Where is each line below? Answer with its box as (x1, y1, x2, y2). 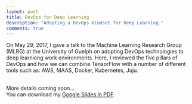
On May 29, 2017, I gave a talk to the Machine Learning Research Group (6, 42, 182, 49)
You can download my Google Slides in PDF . (6, 91, 115, 98)
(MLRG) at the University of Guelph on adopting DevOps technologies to (6, 48, 184, 55)
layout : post (6, 8, 39, 15)
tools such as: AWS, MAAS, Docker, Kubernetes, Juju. (6, 67, 138, 74)
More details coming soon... (6, 84, 75, 92)
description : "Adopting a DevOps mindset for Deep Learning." (6, 20, 164, 26)
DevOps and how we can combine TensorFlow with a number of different (6, 61, 186, 68)
